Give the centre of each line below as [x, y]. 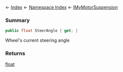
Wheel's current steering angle [37, 40]
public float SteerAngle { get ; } [42, 31]
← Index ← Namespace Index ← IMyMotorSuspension [61, 7]
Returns [15, 53]
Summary [18, 20]
